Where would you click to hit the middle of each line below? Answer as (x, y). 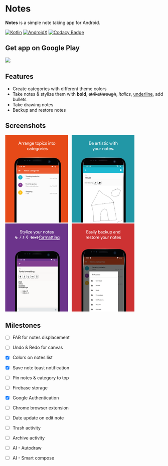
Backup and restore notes (39, 110)
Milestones (23, 325)
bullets (19, 99)
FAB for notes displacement (41, 337)
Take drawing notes (33, 104)
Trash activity (27, 428)
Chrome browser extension (41, 408)
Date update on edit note (38, 418)
